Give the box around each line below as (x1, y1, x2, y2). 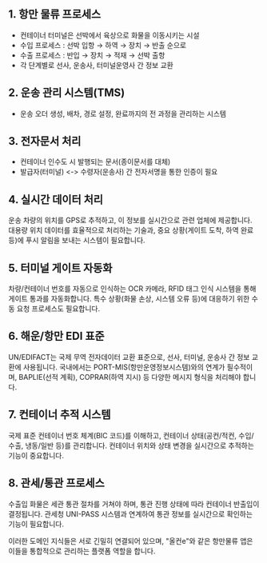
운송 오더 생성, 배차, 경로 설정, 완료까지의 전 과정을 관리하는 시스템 (19, 109, 226, 118)
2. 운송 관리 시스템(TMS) (8, 86, 126, 100)
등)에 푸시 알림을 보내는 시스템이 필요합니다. (8, 235, 145, 246)
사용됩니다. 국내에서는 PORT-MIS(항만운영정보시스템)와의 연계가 (22, 362, 225, 372)
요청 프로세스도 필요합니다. (16, 304, 101, 313)
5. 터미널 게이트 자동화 (8, 261, 113, 274)
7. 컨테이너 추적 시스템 (8, 408, 111, 421)
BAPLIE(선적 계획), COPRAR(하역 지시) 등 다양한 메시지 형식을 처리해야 (18, 372, 241, 381)
